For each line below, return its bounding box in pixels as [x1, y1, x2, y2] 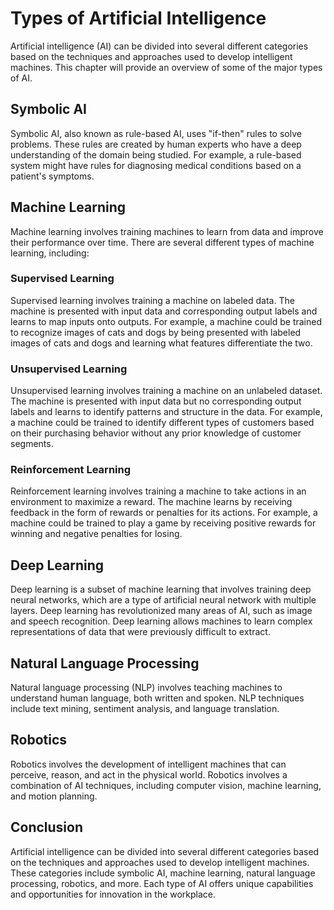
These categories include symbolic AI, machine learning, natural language [10, 867, 316, 879]
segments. [10, 438, 54, 450]
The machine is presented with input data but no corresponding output [10, 395, 302, 407]
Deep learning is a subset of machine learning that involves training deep [10, 583, 312, 596]
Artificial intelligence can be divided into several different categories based [10, 845, 320, 857]
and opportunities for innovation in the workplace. [10, 888, 217, 900]
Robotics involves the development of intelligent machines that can [10, 758, 287, 770]
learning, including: [10, 247, 90, 259]
